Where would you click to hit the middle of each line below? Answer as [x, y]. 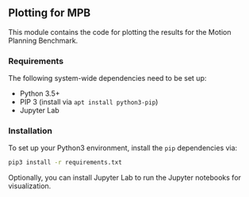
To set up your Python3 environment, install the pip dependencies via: [123, 148]
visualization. [30, 186]
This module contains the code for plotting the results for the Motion [120, 32]
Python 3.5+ [40, 93]
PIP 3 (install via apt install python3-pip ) [89, 102]
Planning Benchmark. [43, 40]
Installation [31, 131]
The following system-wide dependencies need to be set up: [107, 78]
